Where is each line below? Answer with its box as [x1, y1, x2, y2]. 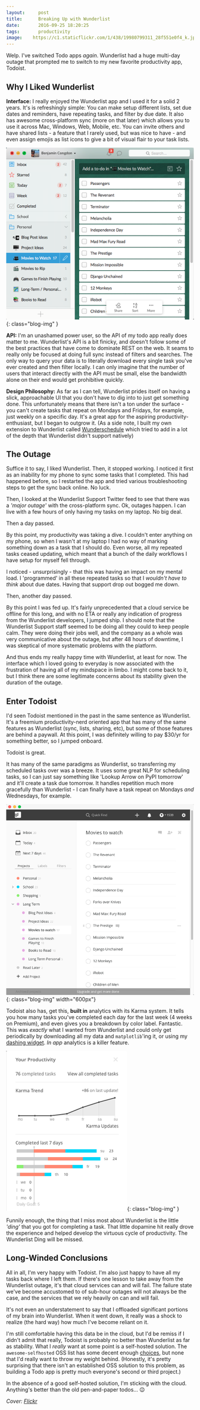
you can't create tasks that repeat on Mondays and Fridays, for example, [6, 406, 185, 414]
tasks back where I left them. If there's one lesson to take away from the [6, 1275, 183, 1282]
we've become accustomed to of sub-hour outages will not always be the [6, 1288, 187, 1295]
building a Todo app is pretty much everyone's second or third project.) [6, 1368, 182, 1375]
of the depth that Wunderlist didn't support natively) [6, 432, 134, 439]
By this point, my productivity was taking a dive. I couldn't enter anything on [6, 531, 193, 539]
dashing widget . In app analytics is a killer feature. [6, 1039, 130, 1046]
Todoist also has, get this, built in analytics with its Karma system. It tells [6, 1007, 185, 1015]
